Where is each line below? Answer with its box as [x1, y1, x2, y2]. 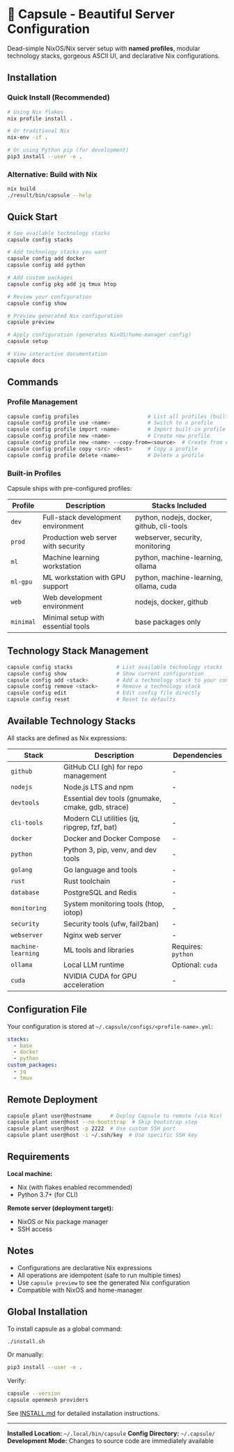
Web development [42, 593, 102, 602]
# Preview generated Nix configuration [7, 312, 123, 319]
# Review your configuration [7, 293, 92, 300]
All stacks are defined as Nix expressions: [7, 733, 127, 742]
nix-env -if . [7, 134, 49, 142]
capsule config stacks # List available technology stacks [7, 664, 223, 671]
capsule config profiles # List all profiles [7, 413, 208, 420]
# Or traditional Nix [7, 128, 70, 135]
